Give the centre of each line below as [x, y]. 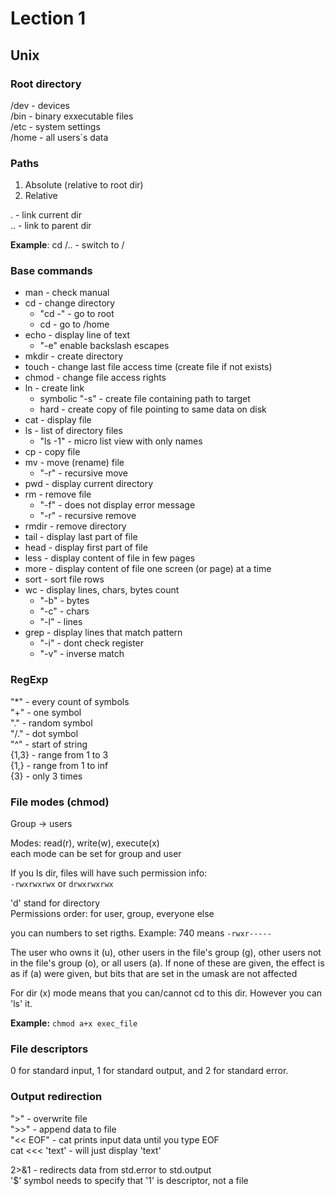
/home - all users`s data [59, 137]
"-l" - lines [61, 622]
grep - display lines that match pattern [103, 633]
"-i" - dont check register [92, 643]
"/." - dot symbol [44, 733]
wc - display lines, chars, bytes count [102, 590]
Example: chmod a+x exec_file [74, 1023]
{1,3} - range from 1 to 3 [59, 754]
